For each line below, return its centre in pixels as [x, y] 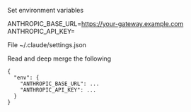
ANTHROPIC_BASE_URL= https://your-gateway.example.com [95, 24]
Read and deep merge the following [59, 58]
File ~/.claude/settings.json [47, 45]
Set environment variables [45, 10]
